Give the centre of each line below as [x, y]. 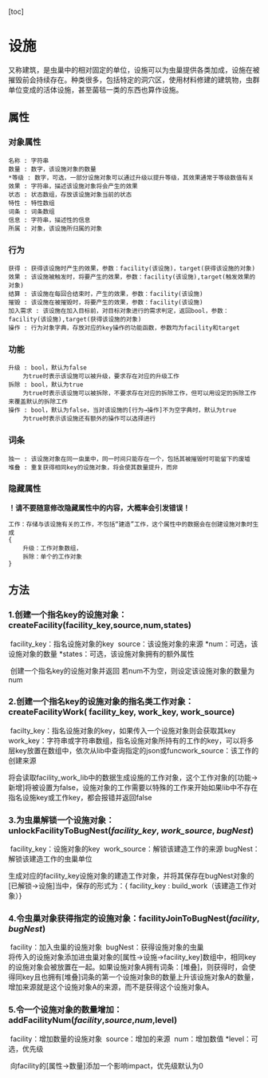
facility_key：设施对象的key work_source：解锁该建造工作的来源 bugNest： [135, 849]
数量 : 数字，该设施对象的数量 [53, 169]
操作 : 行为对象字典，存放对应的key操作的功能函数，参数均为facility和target [124, 328]
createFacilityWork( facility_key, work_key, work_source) [122, 712]
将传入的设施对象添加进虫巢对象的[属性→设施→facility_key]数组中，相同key [132, 958]
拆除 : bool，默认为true [46, 385]
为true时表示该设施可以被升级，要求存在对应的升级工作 [101, 377]
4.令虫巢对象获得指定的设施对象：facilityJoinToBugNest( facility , [134, 918]
